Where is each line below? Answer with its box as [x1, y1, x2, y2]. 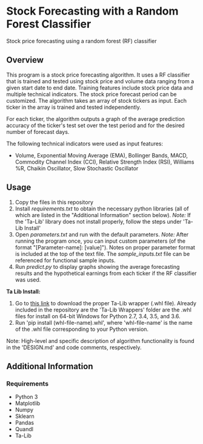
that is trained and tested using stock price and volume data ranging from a [6, 77, 195, 85]
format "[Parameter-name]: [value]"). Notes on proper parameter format [15, 243, 196, 251]
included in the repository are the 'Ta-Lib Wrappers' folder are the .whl [15, 306, 192, 313]
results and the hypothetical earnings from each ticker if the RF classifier [15, 269, 197, 277]
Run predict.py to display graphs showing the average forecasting [15, 263, 180, 270]
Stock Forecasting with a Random [6, 4, 179, 18]
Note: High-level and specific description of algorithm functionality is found [6, 337, 195, 344]
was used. [15, 276, 41, 283]
